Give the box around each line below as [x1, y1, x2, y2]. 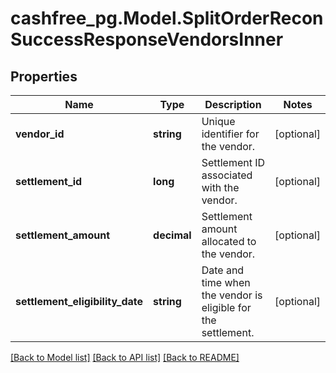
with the [201, 181, 240, 194]
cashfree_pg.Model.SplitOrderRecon [10, 7, 324, 30]
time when [201, 276, 251, 289]
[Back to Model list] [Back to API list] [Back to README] [10, 352, 240, 363]
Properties [10, 68, 78, 85]
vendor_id [15, 127, 65, 141]
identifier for [201, 127, 260, 141]
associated [201, 168, 253, 182]
